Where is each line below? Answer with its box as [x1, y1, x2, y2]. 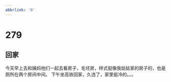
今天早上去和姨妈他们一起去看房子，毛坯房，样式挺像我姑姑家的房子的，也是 [5, 65, 166, 71]
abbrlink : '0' [5, 7, 36, 13]
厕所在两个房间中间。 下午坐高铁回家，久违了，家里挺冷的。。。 [5, 71, 136, 77]
